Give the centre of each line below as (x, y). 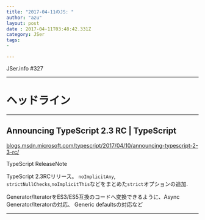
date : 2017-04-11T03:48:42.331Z (49, 29)
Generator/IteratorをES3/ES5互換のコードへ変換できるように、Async (93, 197)
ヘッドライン (39, 101)
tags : (13, 40)
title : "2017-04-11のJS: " (40, 12)
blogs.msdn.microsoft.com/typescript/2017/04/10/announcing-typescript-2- (102, 145)
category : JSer (26, 35)
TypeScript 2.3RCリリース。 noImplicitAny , (61, 176)
